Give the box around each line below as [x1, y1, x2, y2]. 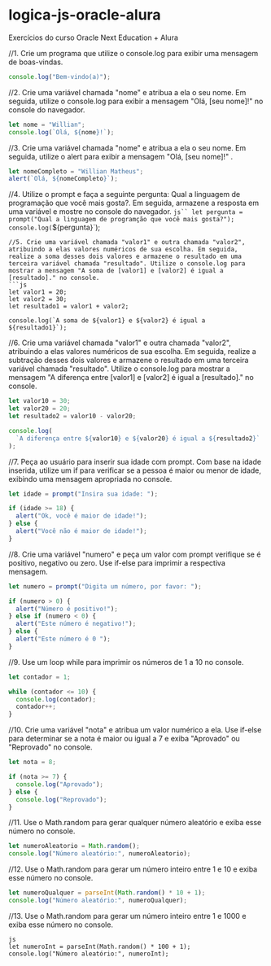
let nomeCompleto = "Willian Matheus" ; [8, 167, 144, 176]
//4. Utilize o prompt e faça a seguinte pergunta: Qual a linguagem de [8, 190, 241, 199]
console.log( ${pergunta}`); [8, 222, 101, 233]
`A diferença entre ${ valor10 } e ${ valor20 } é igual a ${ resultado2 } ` [15, 434, 260, 443]
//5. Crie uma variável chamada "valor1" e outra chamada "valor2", [8, 238, 246, 247]
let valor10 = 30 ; [8, 397, 71, 405]
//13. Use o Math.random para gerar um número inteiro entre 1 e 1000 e [8, 911, 247, 920]
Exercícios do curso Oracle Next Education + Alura [8, 33, 179, 42]
